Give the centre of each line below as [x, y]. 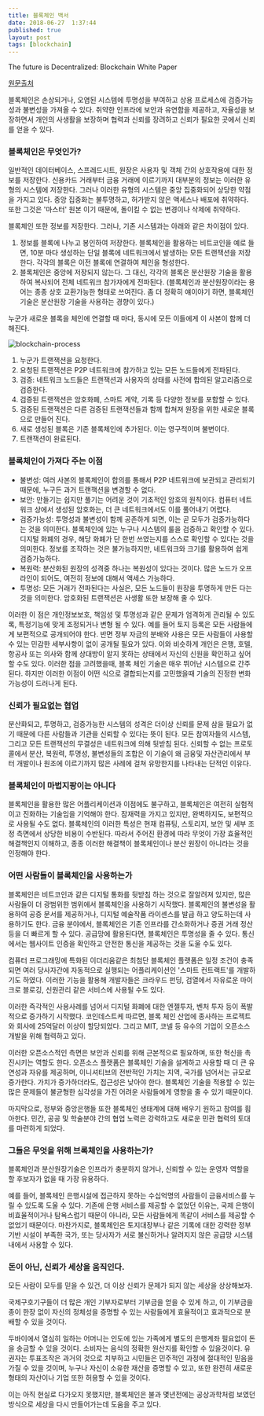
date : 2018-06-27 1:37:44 [52, 23]
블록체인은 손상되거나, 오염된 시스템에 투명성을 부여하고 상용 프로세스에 [117, 100]
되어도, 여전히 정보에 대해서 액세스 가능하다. [108, 578]
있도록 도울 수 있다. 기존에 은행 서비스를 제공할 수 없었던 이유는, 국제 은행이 [140, 1205]
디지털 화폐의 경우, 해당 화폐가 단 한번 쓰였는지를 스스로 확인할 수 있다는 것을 [137, 538]
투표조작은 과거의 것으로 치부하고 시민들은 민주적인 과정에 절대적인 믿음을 [141, 1358]
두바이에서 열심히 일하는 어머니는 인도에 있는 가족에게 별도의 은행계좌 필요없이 [128, 1339]
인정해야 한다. [29, 853]
